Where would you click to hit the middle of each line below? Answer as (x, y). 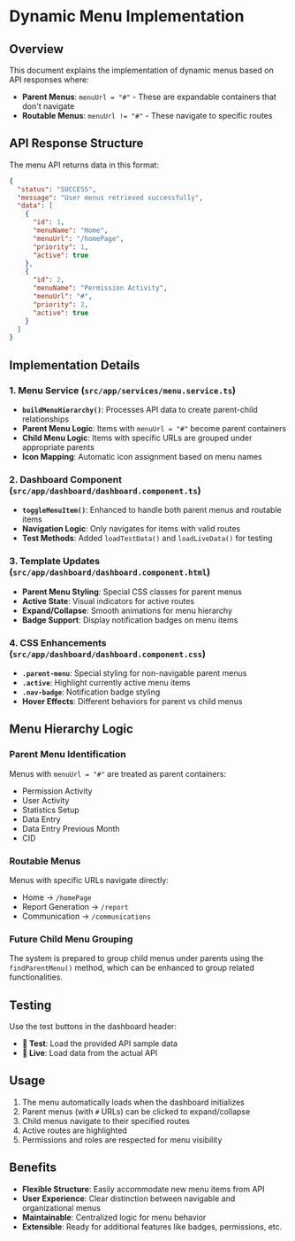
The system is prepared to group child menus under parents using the (136, 958)
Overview (37, 49)
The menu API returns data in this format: (84, 165)
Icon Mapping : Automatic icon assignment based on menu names (142, 457)
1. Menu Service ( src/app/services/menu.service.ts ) (123, 390)
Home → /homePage (57, 897)
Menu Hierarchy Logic (72, 729)
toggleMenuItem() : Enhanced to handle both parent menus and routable (151, 510)
